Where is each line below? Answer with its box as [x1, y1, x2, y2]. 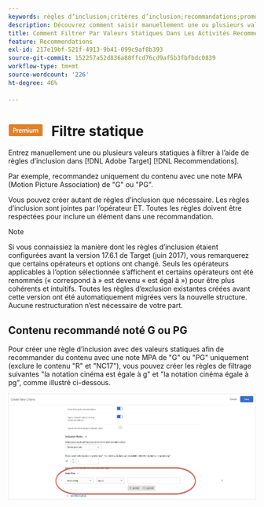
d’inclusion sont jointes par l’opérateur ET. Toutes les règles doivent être [8, 204, 242, 213]
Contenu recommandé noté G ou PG [8, 323, 188, 337]
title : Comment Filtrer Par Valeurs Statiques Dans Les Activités [8, 29, 230, 37]
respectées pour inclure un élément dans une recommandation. [8, 212, 214, 222]
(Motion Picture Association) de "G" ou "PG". [8, 180, 153, 189]
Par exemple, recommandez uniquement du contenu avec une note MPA [8, 171, 243, 181]
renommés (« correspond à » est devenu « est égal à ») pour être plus [8, 276, 236, 285]
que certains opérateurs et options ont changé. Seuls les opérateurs [8, 259, 229, 269]
